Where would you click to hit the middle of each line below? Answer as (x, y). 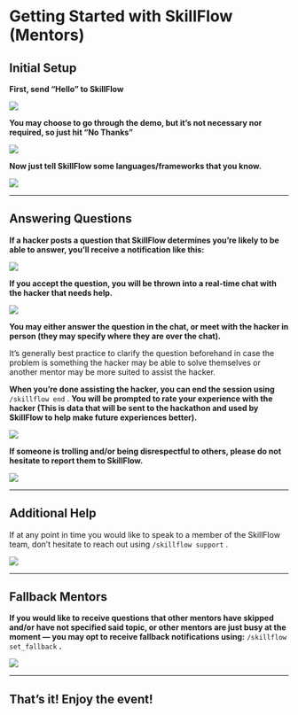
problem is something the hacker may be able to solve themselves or (135, 362)
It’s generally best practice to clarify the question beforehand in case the (142, 353)
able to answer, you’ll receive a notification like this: (107, 249)
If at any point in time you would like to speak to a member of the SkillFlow (145, 534)
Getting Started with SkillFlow (121, 16)
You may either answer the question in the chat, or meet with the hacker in (149, 326)
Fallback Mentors (59, 597)
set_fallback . (35, 646)
